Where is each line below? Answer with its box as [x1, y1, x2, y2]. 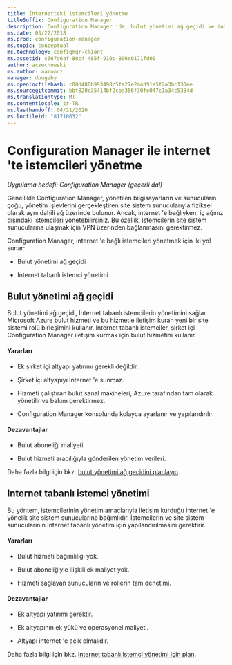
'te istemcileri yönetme [7, 157, 143, 173]
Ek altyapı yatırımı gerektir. [17, 610, 93, 618]
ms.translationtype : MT [7, 94, 76, 101]
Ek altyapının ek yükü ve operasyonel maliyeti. [17, 624, 149, 631]
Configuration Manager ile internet [7, 142, 211, 158]
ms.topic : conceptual [7, 42, 70, 49]
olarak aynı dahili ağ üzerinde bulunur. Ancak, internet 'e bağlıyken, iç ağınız [7, 208, 224, 216]
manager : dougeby [7, 74, 57, 82]
